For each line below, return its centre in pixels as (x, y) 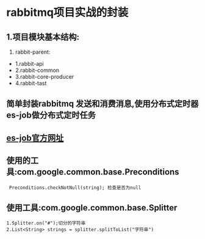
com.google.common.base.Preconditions (98, 172)
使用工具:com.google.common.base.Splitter (92, 208)
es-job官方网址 (35, 138)
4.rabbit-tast (31, 83)
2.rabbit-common (37, 70)
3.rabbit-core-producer (45, 77)
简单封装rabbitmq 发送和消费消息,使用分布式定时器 (103, 104)
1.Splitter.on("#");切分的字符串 (46, 223)
